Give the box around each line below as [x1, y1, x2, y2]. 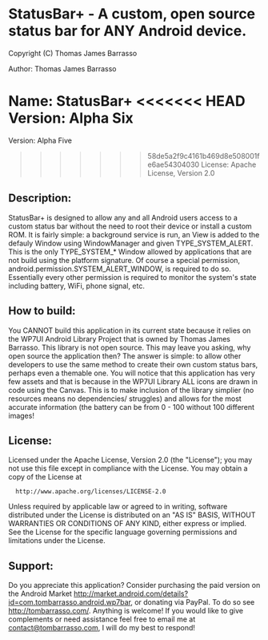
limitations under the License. [8, 536, 106, 545]
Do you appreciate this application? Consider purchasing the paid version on [8, 581, 261, 590]
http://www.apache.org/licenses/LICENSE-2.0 [15, 488, 166, 496]
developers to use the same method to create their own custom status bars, [8, 359, 258, 369]
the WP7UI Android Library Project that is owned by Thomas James [8, 334, 230, 343]
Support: [8, 559, 54, 573]
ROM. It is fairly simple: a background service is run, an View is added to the [8, 229, 260, 239]
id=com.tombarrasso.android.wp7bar [8, 597, 131, 607]
